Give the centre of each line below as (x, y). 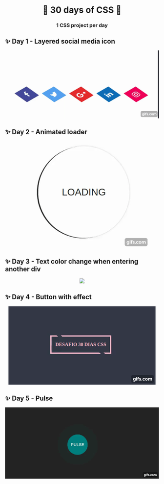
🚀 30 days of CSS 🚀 (82, 10)
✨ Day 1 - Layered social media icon (60, 41)
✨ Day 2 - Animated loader (46, 132)
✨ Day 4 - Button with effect (48, 297)
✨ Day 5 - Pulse (29, 398)
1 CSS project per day (82, 25)
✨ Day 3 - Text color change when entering (72, 262)
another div (23, 269)
